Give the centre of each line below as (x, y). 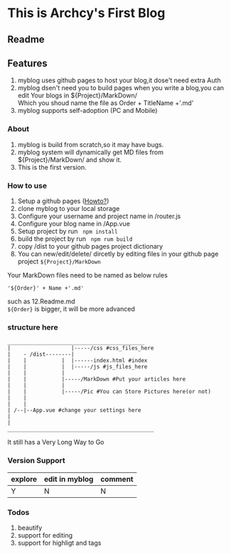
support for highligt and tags (59, 543)
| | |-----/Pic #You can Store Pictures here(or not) (109, 392)
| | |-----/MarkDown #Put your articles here (97, 379)
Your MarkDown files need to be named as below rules (88, 275)
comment (117, 479)
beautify (30, 528)
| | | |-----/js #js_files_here (77, 367)
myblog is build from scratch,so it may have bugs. (91, 144)
